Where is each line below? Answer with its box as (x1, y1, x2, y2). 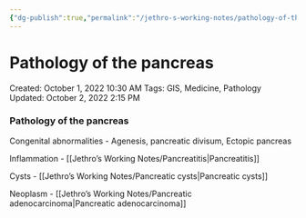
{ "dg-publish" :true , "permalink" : (9, 13, 137, 23)
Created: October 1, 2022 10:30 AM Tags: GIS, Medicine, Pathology (9, 83, 262, 94)
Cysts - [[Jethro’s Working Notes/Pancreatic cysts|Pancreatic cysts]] (9, 170, 269, 182)
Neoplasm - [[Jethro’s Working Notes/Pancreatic (9, 188, 193, 199)
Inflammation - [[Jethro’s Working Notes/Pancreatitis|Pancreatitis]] (9, 153, 260, 163)
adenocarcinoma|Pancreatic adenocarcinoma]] (9, 197, 187, 209)
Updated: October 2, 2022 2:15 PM (9, 92, 141, 103)
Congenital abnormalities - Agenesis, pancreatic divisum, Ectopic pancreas (9, 135, 292, 146)
